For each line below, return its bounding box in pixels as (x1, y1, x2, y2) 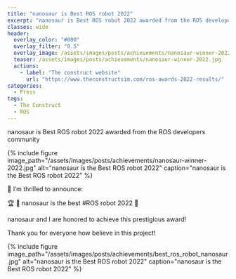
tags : (7, 96, 23, 103)
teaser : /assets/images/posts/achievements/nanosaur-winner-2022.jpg (13, 56, 221, 63)
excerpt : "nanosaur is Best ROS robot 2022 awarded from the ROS (7, 17, 202, 24)
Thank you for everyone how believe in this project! (7, 228, 156, 237)
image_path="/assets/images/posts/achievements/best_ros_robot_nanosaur (7, 249, 228, 258)
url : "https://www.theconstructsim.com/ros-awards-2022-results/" (25, 75, 225, 83)
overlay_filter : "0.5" (13, 43, 80, 50)
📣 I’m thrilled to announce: (7, 184, 83, 193)
